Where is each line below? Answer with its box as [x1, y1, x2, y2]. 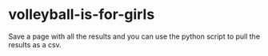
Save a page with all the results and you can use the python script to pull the [8, 32, 261, 41]
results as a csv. [8, 39, 62, 49]
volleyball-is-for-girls [8, 6, 155, 24]
